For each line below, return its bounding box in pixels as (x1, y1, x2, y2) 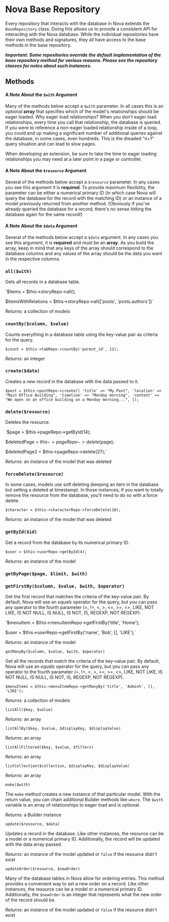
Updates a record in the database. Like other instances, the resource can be (5, 830, 164, 837)
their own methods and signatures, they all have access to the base (5, 37, 146, 43)
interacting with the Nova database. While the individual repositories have (5, 31, 159, 37)
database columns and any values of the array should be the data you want (5, 250, 162, 256)
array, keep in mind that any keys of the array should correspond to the (5, 245, 153, 251)
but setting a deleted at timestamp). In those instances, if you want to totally (5, 487, 163, 493)
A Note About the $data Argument (5, 223, 77, 229)
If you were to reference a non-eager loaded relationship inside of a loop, (5, 125, 158, 131)
